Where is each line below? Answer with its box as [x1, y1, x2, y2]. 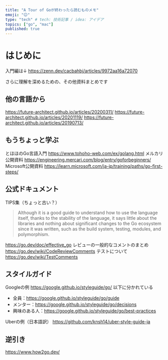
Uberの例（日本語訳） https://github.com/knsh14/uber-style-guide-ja [5, 319, 151, 325]
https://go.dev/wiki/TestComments [5, 253, 78, 260]
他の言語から [5, 95, 46, 104]
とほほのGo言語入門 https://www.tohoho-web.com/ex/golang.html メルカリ [5, 150, 163, 156]
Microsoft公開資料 [5, 163, 43, 169]
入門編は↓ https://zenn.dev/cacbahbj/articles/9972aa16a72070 [5, 68, 138, 74]
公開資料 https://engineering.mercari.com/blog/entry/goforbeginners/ [5, 157, 151, 163]
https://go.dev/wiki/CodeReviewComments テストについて [5, 248, 128, 254]
